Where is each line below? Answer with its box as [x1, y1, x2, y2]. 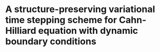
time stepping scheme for [5, 14, 117, 26]
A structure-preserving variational [5, 4, 155, 15]
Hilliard [5, 25, 36, 36]
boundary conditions [5, 36, 96, 47]
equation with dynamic [38, 25, 138, 36]
